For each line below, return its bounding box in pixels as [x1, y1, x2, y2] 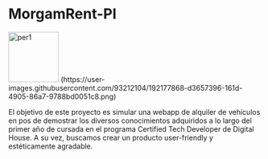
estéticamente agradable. [8, 141, 93, 151]
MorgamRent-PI [8, 5, 117, 23]
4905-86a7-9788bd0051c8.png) [8, 92, 117, 101]
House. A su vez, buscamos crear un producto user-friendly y [8, 132, 213, 142]
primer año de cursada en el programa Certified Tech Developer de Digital [8, 124, 254, 133]
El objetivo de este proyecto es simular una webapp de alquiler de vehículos [8, 107, 261, 116]
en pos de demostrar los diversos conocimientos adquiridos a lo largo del [8, 116, 252, 125]
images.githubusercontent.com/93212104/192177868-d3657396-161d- [8, 83, 243, 92]
